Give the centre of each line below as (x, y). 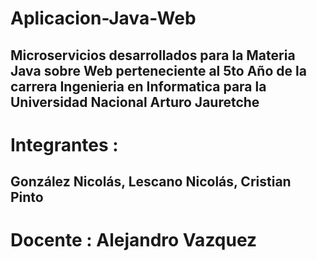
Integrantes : (64, 144)
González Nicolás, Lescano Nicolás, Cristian (151, 182)
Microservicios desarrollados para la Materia (153, 55)
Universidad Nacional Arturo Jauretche (135, 102)
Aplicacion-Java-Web (103, 18)
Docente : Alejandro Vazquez (134, 240)
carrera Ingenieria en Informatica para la (138, 86)
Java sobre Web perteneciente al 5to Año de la (158, 70)
